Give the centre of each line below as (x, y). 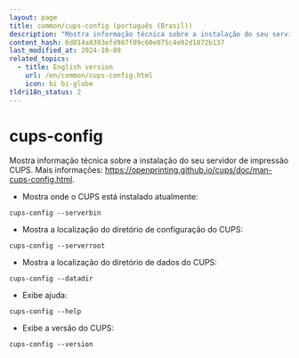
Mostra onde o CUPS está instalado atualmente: (110, 197)
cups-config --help (45, 312)
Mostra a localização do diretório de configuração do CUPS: (132, 230)
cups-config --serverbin (55, 213)
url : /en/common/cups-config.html (89, 76)
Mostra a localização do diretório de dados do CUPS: (120, 263)
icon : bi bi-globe (59, 84)
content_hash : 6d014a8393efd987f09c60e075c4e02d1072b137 (117, 42)
